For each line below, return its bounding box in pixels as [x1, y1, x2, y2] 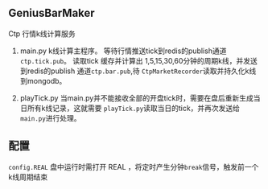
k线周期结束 [8, 172, 48, 182]
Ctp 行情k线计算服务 [8, 28, 76, 39]
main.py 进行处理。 [19, 113, 81, 123]
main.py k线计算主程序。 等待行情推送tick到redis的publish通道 [19, 46, 227, 55]
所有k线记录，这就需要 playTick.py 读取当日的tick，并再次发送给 [27, 103, 240, 113]
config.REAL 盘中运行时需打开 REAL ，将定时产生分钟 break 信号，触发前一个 [8, 162, 259, 171]
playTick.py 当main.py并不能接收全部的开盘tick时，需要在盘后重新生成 [19, 92, 254, 103]
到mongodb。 [19, 76, 67, 85]
